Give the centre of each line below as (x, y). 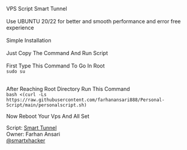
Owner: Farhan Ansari (33, 134)
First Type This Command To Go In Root (55, 66)
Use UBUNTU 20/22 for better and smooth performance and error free (93, 21)
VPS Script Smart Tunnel (37, 9)
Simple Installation (29, 40)
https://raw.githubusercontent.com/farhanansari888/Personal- (85, 100)
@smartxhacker (26, 140)
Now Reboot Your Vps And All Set (48, 116)
